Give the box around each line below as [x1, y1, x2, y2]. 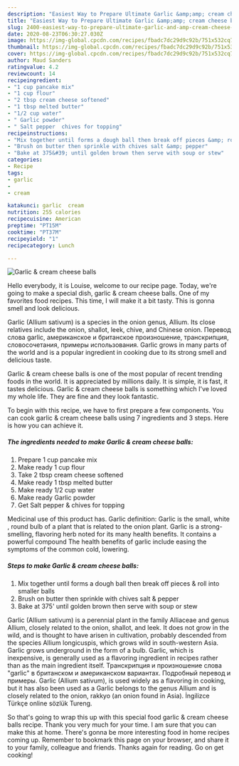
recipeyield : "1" [7, 235, 59, 242]
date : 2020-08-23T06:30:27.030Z [7, 30, 103, 38]
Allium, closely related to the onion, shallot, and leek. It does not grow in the [7, 623, 230, 632]
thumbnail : [7, 43, 40, 51]
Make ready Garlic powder [17, 493, 96, 502]
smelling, [7, 530, 34, 539]
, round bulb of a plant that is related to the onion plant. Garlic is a [7, 522, 199, 531]
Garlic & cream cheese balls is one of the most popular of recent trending [7, 370, 223, 378]
